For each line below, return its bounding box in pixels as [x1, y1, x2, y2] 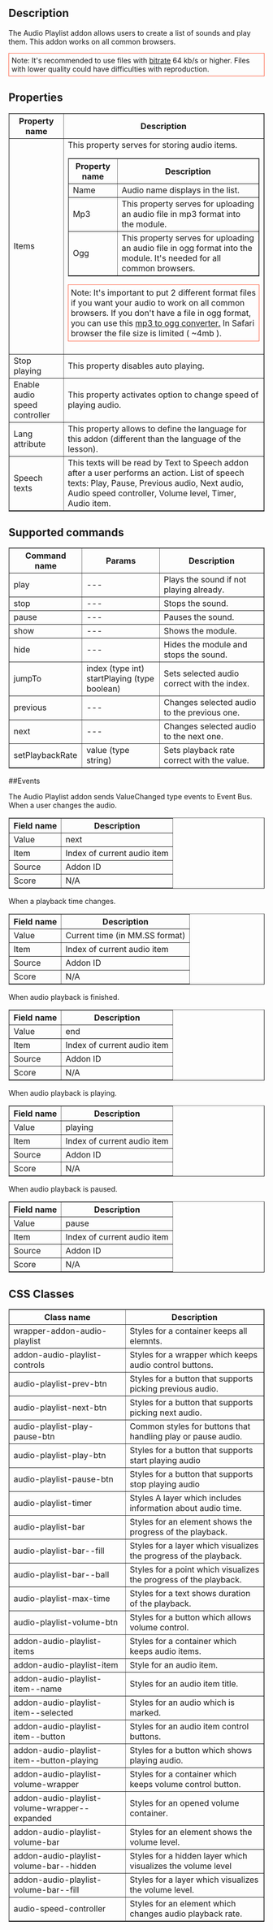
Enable [13, 379, 41, 390]
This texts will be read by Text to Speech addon [67, 457, 249, 468]
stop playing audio [129, 1478, 201, 1490]
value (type [86, 745, 130, 756]
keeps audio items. [129, 1646, 201, 1657]
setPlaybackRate [13, 750, 78, 761]
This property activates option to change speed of [67, 389, 259, 400]
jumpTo [13, 673, 42, 685]
